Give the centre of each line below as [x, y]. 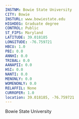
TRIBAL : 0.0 [17, 60]
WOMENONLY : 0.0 [21, 83]
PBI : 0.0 [14, 51]
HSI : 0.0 [14, 70]
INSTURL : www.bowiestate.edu [35, 19]
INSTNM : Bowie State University [39, 10]
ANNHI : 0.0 [16, 56]
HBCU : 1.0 [15, 47]
